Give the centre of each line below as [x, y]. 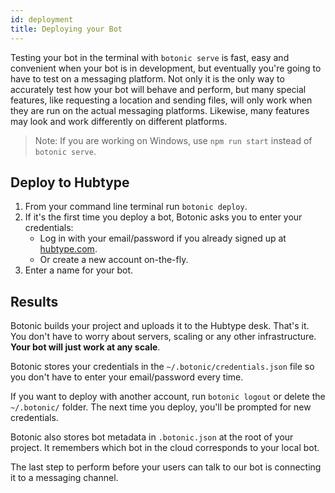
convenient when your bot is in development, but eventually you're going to [166, 68]
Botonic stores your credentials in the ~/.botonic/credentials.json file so [162, 367]
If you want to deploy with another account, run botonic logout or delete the [168, 397]
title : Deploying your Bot [66, 29]
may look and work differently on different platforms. [119, 121]
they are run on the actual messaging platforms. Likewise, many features [160, 110]
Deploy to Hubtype [70, 182]
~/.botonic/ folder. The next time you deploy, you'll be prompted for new [161, 407]
